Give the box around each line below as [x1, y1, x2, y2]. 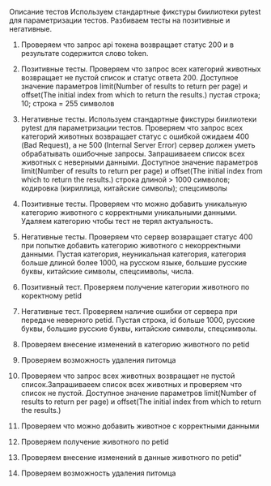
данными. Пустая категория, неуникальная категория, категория [20, 249, 247, 259]
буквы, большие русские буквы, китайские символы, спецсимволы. [20, 324, 258, 333]
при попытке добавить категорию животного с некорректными [20, 241, 241, 250]
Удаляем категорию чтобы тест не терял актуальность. [20, 217, 214, 226]
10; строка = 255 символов [20, 99, 115, 108]
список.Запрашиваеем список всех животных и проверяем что [20, 380, 242, 389]
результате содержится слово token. [20, 49, 149, 58]
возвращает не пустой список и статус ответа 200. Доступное [20, 73, 239, 82]
